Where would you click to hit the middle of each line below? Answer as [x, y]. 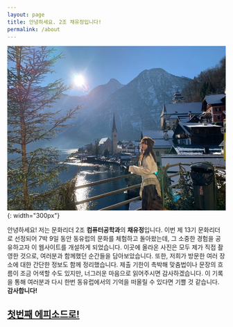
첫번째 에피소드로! [43, 315]
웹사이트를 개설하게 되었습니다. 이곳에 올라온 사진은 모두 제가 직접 [127, 247]
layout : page [26, 15]
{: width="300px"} [34, 215]
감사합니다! [23, 290]
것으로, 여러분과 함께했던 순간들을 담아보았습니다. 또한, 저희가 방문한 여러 [119, 255]
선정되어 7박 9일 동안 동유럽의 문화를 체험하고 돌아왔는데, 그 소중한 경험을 [114, 238]
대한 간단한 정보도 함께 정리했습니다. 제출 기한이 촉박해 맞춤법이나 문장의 [118, 265]
